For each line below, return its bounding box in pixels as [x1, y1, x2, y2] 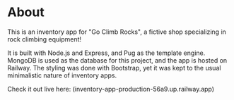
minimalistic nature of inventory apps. [7, 71, 117, 80]
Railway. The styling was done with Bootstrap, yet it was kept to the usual [7, 63, 221, 72]
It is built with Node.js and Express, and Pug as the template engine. [7, 49, 206, 57]
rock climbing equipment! [7, 35, 82, 43]
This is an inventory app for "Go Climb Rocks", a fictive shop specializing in [7, 27, 226, 36]
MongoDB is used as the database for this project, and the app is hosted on [7, 56, 228, 64]
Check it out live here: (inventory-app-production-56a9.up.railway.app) [7, 85, 214, 93]
